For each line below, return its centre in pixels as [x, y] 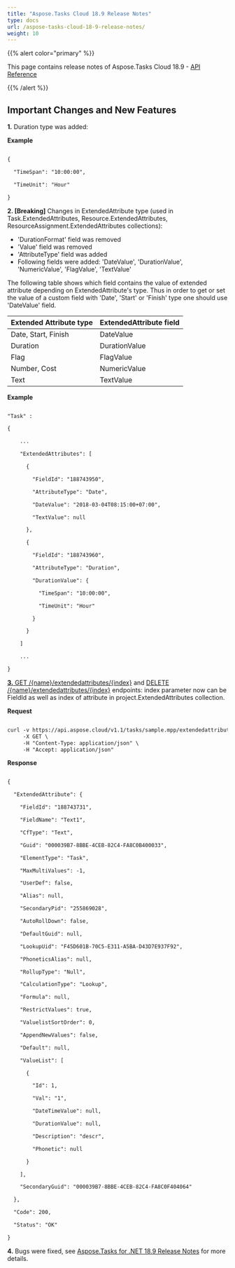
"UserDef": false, [47, 883]
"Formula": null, [45, 997]
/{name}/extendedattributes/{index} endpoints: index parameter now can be [117, 690]
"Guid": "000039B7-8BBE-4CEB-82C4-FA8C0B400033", [94, 845]
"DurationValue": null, [67, 1124]
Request [20, 711]
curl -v [19, 730]
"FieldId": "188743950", [69, 479]
